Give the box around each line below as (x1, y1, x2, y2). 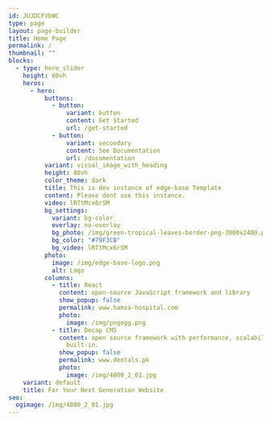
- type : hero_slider (15, 64, 85, 72)
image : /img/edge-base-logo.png (51, 258, 161, 266)
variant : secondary (65, 138, 131, 147)
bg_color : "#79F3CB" (51, 237, 121, 245)
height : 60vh (23, 72, 67, 80)
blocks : (8, 57, 35, 65)
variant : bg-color (51, 214, 114, 222)
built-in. (65, 341, 99, 349)
